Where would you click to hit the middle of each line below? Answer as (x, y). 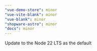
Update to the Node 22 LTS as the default (48, 43)
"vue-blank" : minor (25, 19)
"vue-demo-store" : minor (31, 10)
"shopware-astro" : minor (31, 24)
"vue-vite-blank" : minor (31, 15)
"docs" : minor (20, 29)
